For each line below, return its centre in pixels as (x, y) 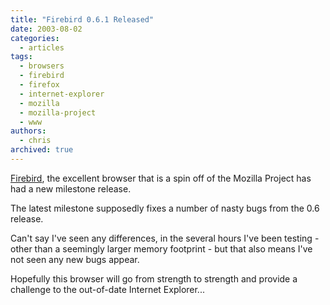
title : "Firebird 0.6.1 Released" (82, 19)
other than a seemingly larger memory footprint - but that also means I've (161, 248)
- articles (42, 47)
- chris (35, 141)
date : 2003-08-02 (46, 29)
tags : (21, 57)
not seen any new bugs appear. (75, 259)
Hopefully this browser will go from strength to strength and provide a (154, 278)
